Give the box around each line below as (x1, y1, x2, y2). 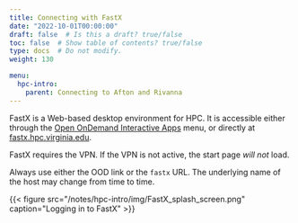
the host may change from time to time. (9, 176, 155, 187)
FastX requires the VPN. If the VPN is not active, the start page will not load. (9, 149, 290, 160)
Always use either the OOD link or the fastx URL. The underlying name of (9, 166, 281, 177)
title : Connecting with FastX (9, 13, 123, 22)
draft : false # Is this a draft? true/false (9, 30, 182, 39)
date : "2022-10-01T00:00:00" (9, 22, 118, 31)
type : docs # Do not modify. (9, 47, 123, 56)
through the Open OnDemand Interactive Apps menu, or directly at (9, 122, 256, 133)
